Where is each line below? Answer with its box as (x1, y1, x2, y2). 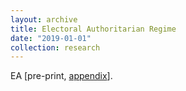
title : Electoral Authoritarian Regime (10, 24, 177, 34)
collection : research (10, 42, 101, 53)
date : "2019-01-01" (10, 33, 92, 43)
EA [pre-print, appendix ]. (10, 70, 113, 82)
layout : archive (10, 14, 78, 25)
